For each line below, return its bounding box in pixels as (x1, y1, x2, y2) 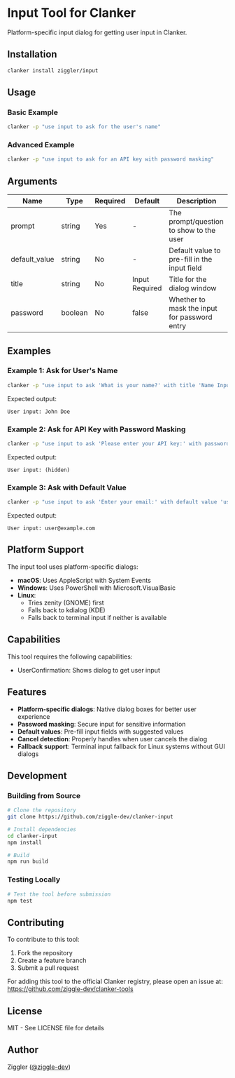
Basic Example (7, 107, 58, 117)
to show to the (169, 226, 216, 236)
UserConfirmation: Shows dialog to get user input (17, 666, 161, 674)
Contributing (7, 917, 64, 929)
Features (7, 686, 47, 699)
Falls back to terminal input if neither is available (27, 613, 167, 621)
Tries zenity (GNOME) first (27, 598, 104, 607)
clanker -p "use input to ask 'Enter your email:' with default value (7, 499, 218, 506)
